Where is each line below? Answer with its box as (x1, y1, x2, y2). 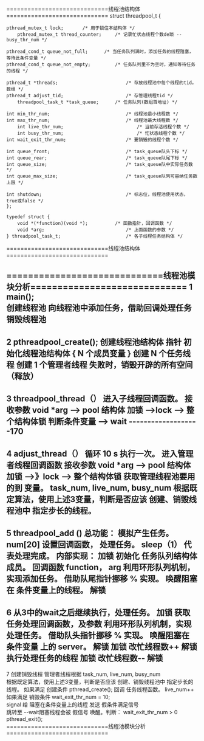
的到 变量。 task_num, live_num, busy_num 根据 (6, 483, 189, 493)
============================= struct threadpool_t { (6, 12, 161, 19)
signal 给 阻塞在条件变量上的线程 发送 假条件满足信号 (6, 701, 139, 708)
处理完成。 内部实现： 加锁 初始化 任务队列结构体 (14, 551, 197, 561)
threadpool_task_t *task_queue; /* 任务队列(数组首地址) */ (17, 99, 178, 105)
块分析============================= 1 (6, 282, 193, 292)
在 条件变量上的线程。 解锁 (6, 585, 106, 595)
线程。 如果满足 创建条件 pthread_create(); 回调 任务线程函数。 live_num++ (6, 686, 194, 693)
